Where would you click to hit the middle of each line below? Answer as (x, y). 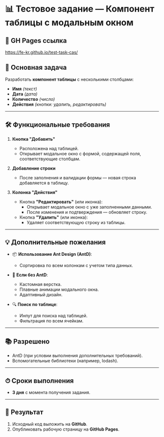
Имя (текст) (25, 89)
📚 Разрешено (27, 341)
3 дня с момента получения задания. (51, 393)
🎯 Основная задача (36, 67)
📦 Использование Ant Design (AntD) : (52, 254)
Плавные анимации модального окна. (59, 289)
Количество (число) (33, 99)
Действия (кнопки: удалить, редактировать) (59, 104)
